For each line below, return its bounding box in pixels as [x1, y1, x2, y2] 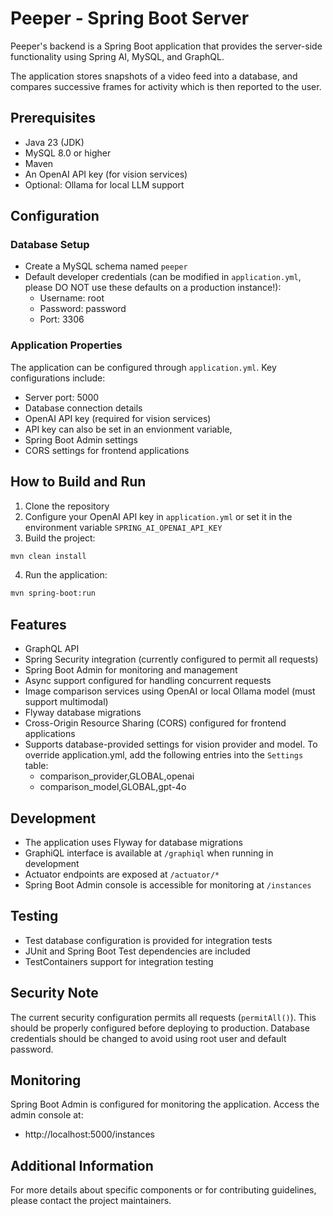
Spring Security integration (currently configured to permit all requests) [24, 653, 319, 666]
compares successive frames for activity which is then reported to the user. [10, 80, 322, 92]
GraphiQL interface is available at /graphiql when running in [24, 847, 274, 859]
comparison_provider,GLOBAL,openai [39, 770, 195, 782]
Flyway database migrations [24, 707, 142, 719]
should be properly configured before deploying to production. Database [10, 1022, 310, 1034]
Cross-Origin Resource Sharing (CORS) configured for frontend [24, 717, 287, 729]
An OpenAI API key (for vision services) [24, 168, 188, 180]
